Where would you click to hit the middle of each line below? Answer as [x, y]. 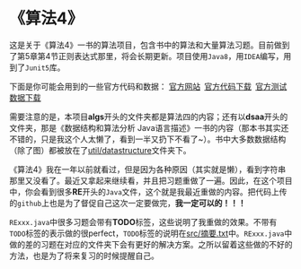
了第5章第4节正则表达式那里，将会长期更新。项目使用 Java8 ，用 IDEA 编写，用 [150, 56]
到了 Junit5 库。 [37, 67]
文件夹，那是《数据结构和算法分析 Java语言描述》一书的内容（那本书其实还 [149, 127]
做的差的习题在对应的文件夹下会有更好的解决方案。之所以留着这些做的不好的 [151, 244]
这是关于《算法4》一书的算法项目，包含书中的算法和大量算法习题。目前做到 [150, 45]
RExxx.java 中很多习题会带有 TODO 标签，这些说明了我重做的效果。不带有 [143, 221]
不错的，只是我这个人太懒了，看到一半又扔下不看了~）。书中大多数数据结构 [148, 139]
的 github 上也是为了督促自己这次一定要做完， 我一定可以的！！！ [128, 203]
